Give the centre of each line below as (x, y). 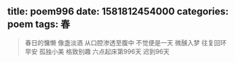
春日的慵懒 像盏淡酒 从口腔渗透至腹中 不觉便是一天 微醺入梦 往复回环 (126, 42)
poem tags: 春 (39, 24)
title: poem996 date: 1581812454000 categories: (118, 12)
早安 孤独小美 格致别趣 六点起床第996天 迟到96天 (97, 51)
